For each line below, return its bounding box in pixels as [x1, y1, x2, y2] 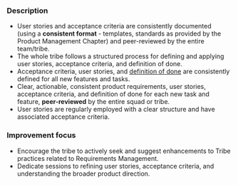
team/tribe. [16, 45, 50, 53]
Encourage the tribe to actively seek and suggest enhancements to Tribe [16, 147, 231, 155]
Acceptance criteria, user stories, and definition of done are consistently [16, 67, 230, 76]
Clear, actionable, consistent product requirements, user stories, [16, 83, 206, 91]
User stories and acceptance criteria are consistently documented [16, 22, 212, 31]
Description [6, 6, 48, 16]
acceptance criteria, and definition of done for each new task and [16, 90, 209, 98]
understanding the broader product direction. [16, 169, 150, 178]
